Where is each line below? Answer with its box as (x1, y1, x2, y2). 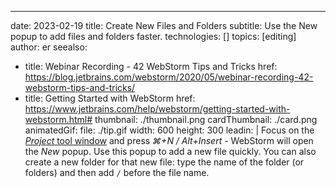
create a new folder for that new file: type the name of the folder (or (24, 156, 305, 168)
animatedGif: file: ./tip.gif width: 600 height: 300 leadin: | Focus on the (24, 124, 315, 136)
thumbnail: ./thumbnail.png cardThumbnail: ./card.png (94, 114, 318, 125)
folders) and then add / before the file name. (24, 167, 210, 178)
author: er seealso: (10, 41, 88, 53)
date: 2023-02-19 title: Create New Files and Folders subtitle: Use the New (10, 20, 318, 31)
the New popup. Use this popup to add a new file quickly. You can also (24, 146, 317, 157)
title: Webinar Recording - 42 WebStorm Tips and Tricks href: (24, 61, 278, 72)
